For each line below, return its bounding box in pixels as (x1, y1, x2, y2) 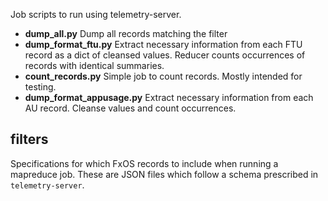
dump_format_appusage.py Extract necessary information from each (24, 92, 314, 103)
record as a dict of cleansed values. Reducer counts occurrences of (24, 49, 306, 61)
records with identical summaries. (24, 60, 165, 71)
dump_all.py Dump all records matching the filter (24, 28, 228, 39)
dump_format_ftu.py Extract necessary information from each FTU (24, 39, 303, 50)
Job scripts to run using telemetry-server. (10, 9, 182, 20)
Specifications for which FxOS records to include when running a (10, 157, 279, 169)
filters (10, 131, 49, 148)
